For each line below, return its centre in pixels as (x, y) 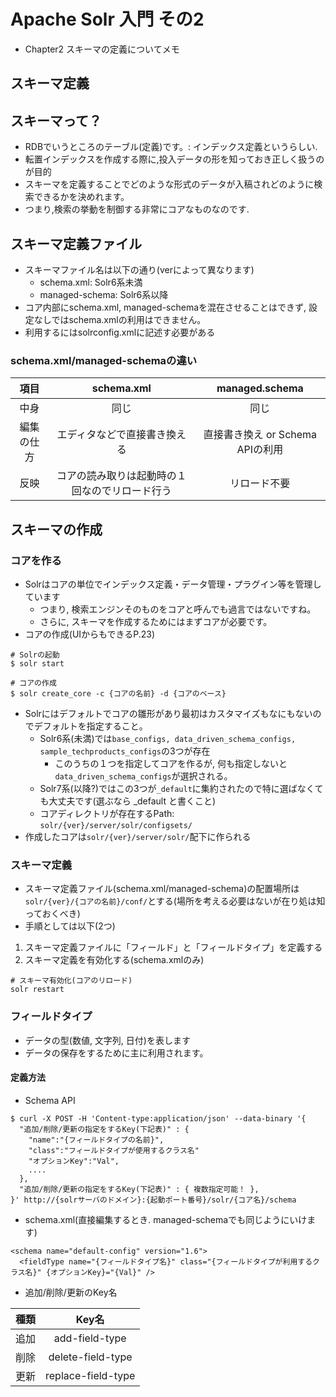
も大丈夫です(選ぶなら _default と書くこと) (128, 801)
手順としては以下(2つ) (70, 926)
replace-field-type (90, 1375)
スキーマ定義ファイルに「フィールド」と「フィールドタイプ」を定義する (173, 947)
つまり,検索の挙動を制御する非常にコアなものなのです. (137, 209)
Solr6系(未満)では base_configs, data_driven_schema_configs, (168, 738)
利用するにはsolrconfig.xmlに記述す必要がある (120, 332)
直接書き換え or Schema (260, 435)
